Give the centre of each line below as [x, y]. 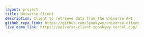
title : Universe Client [29, 14]
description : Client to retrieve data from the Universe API [69, 18]
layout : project [22, 9]
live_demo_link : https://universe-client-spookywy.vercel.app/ [71, 27]
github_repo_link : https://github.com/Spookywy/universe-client [72, 23]
